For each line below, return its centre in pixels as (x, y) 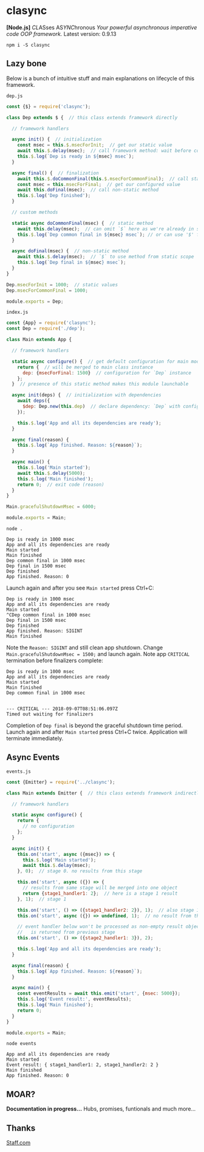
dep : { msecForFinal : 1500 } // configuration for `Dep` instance (107, 373)
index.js (17, 312)
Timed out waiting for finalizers (50, 714)
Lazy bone (26, 64)
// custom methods (35, 212)
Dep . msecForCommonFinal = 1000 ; (47, 290)
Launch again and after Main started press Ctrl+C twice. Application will (97, 732)
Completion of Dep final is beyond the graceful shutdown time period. (95, 725)
